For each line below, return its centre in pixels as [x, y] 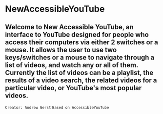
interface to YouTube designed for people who [77, 34]
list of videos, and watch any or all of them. [71, 65]
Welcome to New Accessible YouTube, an [70, 27]
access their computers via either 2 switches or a [82, 42]
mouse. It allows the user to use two [61, 50]
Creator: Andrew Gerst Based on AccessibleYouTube [57, 108]
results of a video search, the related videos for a [81, 80]
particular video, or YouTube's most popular [73, 88]
